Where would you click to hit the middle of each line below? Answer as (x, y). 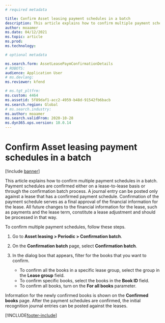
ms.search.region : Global (31, 104)
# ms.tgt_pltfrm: (23, 91)
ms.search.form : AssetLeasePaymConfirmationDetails (59, 64)
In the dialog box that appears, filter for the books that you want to (79, 255)
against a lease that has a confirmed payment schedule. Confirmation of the (82, 196)
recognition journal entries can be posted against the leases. (66, 306)
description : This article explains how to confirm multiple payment (78, 23)
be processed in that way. (31, 217)
